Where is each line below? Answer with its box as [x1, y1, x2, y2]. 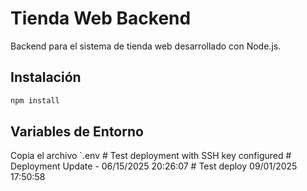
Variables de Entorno [10, 123, 144, 141]
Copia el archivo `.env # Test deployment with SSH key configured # [10, 150, 292, 162]
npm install [10, 95, 60, 106]
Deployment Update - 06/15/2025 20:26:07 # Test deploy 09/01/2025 [10, 160, 298, 172]
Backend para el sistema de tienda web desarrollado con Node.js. [10, 40, 282, 52]
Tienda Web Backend [10, 7, 192, 30]
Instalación [10, 69, 82, 86]
